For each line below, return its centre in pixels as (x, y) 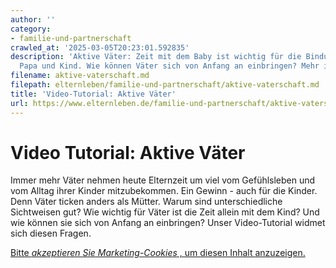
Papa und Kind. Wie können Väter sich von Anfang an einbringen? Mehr (169, 66)
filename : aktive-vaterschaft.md (80, 76)
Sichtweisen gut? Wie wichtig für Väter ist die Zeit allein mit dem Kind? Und (165, 212)
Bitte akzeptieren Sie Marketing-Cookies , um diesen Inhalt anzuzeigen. (158, 253)
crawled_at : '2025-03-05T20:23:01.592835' (100, 47)
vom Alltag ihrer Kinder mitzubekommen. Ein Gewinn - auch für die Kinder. (164, 191)
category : (31, 29)
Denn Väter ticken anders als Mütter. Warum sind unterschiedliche (146, 202)
